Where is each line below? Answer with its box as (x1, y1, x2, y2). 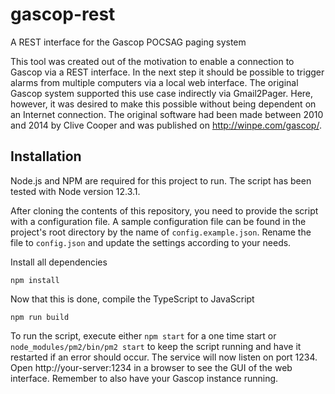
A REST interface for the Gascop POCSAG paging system (10, 36, 247, 48)
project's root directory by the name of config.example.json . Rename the (10, 226, 312, 238)
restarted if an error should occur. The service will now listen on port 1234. (10, 351, 318, 363)
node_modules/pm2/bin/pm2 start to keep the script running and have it (10, 340, 302, 352)
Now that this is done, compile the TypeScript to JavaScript (10, 293, 255, 305)
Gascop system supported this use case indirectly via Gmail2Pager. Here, (10, 87, 314, 99)
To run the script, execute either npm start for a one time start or (10, 329, 277, 342)
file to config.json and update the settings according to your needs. (10, 236, 292, 248)
